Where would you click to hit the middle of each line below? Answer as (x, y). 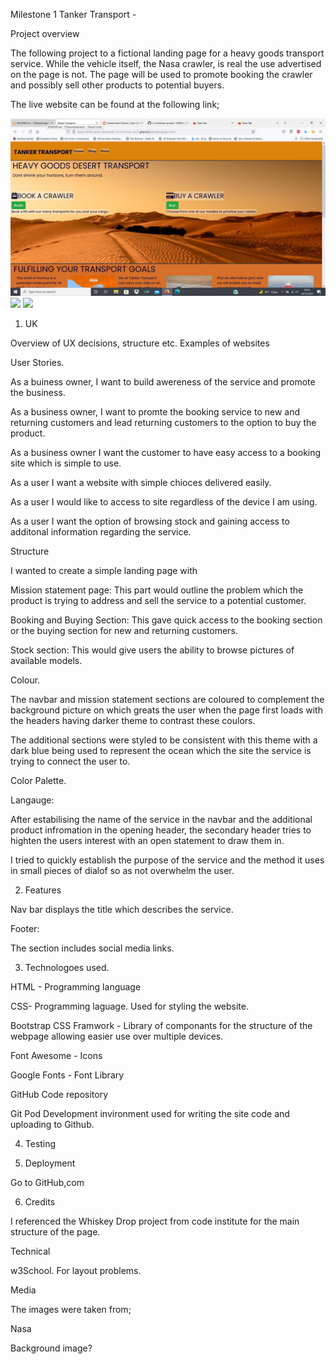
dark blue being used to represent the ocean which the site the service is (161, 750)
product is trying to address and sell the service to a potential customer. (158, 600)
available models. (46, 660)
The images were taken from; (71, 1309)
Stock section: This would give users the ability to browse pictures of (152, 650)
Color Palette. (38, 780)
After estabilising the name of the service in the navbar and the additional (161, 819)
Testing (40, 1143)
